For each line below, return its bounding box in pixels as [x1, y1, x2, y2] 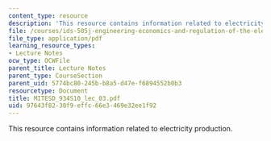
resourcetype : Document [8, 86, 89, 95]
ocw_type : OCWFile [8, 57, 70, 65]
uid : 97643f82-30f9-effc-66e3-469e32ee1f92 [8, 102, 157, 110]
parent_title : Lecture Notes [8, 64, 106, 73]
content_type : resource [8, 11, 89, 20]
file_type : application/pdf [8, 34, 103, 43]
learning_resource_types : [8, 42, 95, 50]
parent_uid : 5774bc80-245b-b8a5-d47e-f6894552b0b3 [8, 79, 182, 87]
